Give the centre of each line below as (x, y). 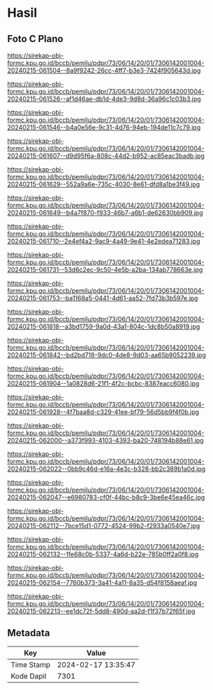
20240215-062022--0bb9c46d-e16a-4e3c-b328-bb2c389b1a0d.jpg (106, 469)
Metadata (29, 633)
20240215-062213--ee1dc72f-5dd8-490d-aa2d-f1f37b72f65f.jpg (101, 611)
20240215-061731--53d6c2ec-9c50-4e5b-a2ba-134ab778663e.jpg (105, 270)
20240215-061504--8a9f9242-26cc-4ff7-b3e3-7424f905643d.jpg (104, 70)
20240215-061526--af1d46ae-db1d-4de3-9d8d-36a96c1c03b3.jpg (104, 99)
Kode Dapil (29, 676)
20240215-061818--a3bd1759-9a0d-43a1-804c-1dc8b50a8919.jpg (104, 326)
